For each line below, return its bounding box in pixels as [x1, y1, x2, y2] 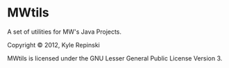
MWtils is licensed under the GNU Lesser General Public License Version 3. [7, 54, 223, 63]
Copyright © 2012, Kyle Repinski [7, 41, 101, 49]
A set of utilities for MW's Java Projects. [7, 27, 122, 36]
